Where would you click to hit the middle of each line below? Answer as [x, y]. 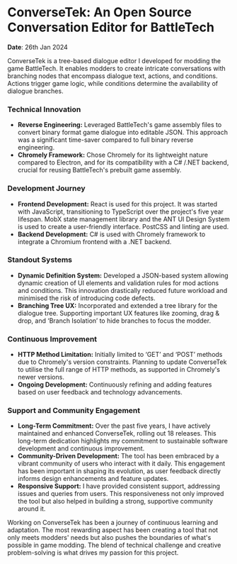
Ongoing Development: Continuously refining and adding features [115, 385]
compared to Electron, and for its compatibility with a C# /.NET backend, [123, 162]
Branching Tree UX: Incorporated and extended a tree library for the [117, 305]
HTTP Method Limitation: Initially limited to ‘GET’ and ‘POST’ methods [120, 355]
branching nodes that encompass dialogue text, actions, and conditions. [112, 76]
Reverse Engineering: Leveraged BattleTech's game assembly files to [120, 125]
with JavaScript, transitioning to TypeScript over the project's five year [121, 211]
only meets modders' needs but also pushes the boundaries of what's [109, 538]
